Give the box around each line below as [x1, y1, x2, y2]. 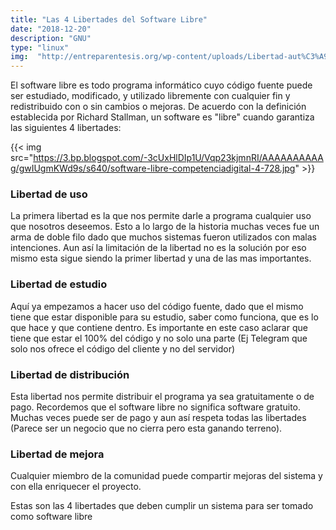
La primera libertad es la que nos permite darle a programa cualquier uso [10, 210, 312, 222]
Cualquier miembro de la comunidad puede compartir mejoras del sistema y [10, 470, 323, 482]
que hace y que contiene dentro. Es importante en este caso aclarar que [10, 321, 308, 333]
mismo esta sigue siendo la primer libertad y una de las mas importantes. [10, 252, 312, 265]
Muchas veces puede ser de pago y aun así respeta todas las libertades [10, 412, 307, 424]
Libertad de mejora [10, 447, 105, 461]
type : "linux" [10, 42, 70, 53]
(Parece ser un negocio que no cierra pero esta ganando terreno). [10, 422, 283, 435]
